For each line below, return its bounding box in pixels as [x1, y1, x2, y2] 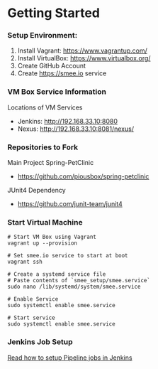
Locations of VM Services [7, 103, 83, 112]
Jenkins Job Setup [7, 337, 73, 347]
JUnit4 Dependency [7, 186, 66, 195]
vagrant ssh [7, 258, 43, 266]
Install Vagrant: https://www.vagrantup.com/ [17, 46, 147, 55]
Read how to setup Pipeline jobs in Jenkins [7, 353, 132, 362]
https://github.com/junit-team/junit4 [17, 200, 123, 208]
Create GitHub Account [17, 62, 86, 70]
